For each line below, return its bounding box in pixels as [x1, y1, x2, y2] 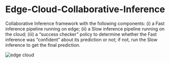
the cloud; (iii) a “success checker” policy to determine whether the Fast [5, 31, 157, 37]
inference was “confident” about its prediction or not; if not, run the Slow [5, 37, 158, 43]
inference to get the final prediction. [5, 42, 80, 48]
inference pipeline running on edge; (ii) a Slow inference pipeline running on [5, 25, 165, 31]
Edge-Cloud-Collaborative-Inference [5, 4, 165, 15]
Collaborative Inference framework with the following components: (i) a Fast [5, 20, 165, 26]
